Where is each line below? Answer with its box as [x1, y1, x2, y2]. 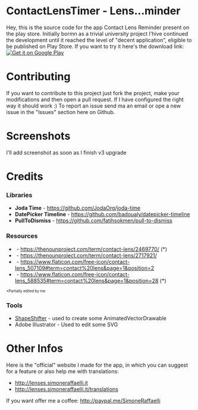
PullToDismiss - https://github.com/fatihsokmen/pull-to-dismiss [14, 217, 172, 224]
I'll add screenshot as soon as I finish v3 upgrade [6, 149, 127, 156]
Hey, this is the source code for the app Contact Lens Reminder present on [6, 24, 190, 31]
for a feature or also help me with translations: [6, 367, 119, 375]
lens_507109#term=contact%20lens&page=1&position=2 [14, 264, 155, 272]
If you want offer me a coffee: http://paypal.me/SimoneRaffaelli [6, 397, 161, 404]
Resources [6, 232, 38, 240]
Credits [6, 170, 43, 183]
